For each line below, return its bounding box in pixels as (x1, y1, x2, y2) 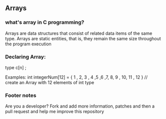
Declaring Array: (5, 53, 46, 60)
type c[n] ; (5, 64, 27, 70)
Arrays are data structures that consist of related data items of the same (5, 30, 153, 36)
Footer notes (5, 92, 37, 99)
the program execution (5, 41, 52, 47)
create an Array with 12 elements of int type (5, 79, 94, 85)
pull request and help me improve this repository (5, 109, 104, 115)
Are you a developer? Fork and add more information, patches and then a (5, 103, 155, 109)
